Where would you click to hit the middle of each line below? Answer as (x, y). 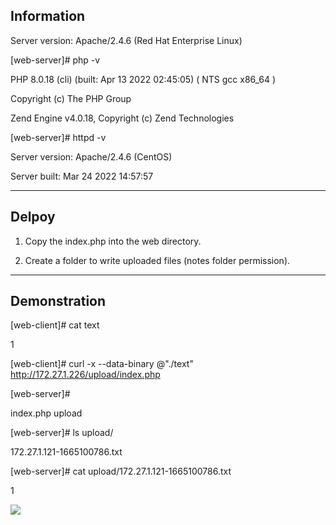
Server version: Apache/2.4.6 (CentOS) (91, 156)
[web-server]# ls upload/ (62, 433)
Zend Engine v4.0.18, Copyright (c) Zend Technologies (122, 118)
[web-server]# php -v (55, 60)
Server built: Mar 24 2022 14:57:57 (82, 176)
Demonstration (58, 301)
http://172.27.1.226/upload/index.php (85, 375)
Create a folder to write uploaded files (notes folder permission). (157, 260)
